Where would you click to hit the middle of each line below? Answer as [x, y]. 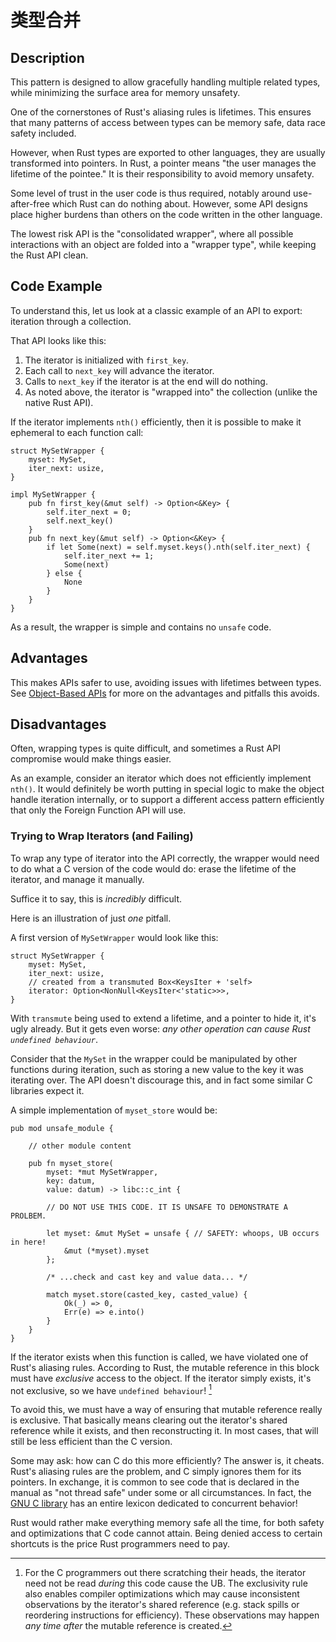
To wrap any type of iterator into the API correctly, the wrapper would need [165, 858]
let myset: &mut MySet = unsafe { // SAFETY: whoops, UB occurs [183, 1233]
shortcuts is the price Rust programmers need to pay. [120, 1544]
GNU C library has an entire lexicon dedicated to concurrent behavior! [154, 1503]
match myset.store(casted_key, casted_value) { [147, 1294]
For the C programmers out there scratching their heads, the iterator [165, 1573]
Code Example [56, 286]
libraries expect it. [47, 1090]
